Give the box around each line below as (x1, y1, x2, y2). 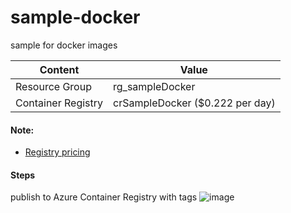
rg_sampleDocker (113, 79, 196, 93)
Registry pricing (24, 146, 91, 158)
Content (39, 62, 80, 76)
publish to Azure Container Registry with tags (10, 191, 198, 203)
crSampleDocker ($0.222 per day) (113, 96, 276, 110)
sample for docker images (10, 39, 118, 51)
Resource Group (15, 79, 92, 93)
